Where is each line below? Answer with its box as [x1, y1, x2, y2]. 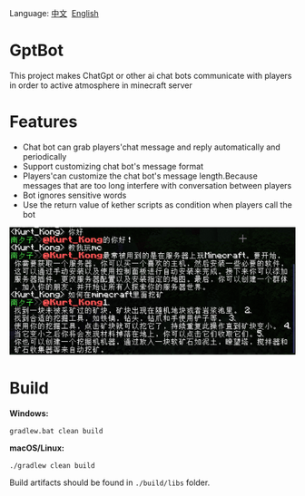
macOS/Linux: [9, 443, 65, 453]
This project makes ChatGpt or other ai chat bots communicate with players [9, 70, 292, 81]
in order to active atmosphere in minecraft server [9, 80, 193, 91]
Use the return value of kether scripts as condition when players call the [22, 199, 292, 210]
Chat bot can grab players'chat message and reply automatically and [22, 141, 281, 152]
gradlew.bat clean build [9, 426, 103, 435]
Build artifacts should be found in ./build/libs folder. [9, 477, 211, 488]
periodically [22, 151, 67, 161]
